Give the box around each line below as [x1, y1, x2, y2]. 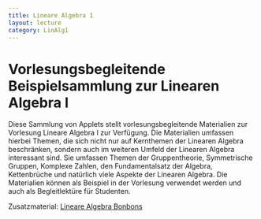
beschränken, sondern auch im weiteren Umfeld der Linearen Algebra [8, 145, 235, 154]
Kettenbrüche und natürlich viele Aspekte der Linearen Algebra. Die [8, 170, 228, 180]
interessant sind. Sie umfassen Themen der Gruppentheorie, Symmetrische [8, 153, 254, 162]
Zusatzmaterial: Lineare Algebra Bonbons [8, 202, 144, 211]
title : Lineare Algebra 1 [8, 11, 93, 20]
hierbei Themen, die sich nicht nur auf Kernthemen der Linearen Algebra [8, 136, 244, 146]
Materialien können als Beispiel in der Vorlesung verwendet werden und [8, 178, 242, 187]
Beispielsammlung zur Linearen [8, 76, 220, 95]
